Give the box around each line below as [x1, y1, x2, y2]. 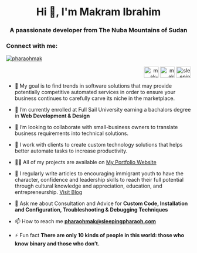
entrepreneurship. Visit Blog [14, 189, 83, 196]
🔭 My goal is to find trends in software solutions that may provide [14, 82, 172, 89]
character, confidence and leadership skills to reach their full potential [14, 176, 184, 183]
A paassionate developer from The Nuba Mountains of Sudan [9, 26, 188, 34]
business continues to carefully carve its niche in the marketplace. [14, 95, 175, 102]
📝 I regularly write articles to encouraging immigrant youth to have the [14, 170, 184, 177]
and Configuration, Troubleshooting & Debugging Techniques [14, 206, 168, 213]
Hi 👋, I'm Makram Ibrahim [36, 5, 161, 19]
